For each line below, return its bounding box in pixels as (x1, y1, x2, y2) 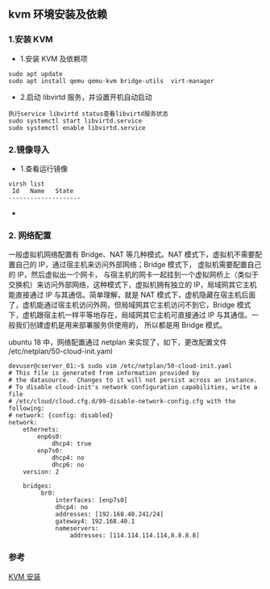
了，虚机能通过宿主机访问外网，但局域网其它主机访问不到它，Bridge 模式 (8, 300, 251, 310)
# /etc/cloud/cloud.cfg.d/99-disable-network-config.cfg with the (8, 398, 236, 406)
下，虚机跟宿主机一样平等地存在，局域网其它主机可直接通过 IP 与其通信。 (8, 310, 252, 320)
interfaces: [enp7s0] (55, 496, 128, 504)
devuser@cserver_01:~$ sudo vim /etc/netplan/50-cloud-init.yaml (8, 362, 232, 370)
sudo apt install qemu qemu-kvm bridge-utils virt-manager (8, 77, 215, 85)
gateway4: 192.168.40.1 (55, 517, 135, 526)
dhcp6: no (51, 461, 85, 470)
